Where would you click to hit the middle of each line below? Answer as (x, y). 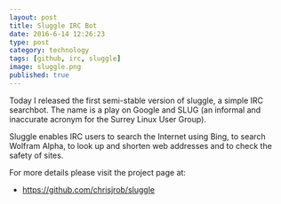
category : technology (49, 51)
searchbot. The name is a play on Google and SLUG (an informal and (135, 110)
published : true (39, 75)
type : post (29, 42)
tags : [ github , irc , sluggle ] (65, 59)
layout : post (33, 17)
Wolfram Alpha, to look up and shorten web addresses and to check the (141, 145)
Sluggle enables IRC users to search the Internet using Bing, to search (137, 136)
